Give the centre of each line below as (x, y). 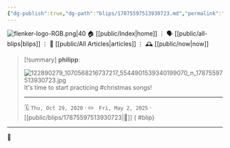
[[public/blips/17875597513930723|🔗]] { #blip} (89, 117)
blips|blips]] (24, 44)
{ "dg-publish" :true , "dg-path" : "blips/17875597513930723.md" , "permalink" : (115, 13)
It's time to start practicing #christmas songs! (88, 87)
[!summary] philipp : (52, 60)
